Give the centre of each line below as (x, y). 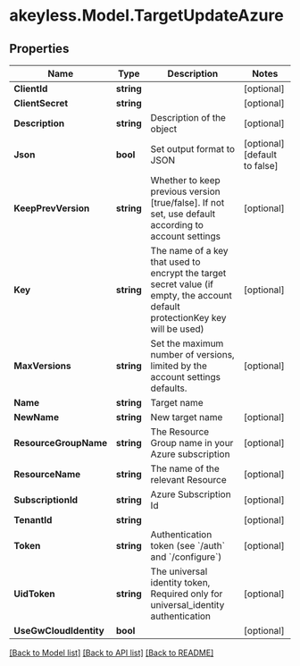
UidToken (34, 594)
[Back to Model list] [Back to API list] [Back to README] (112, 653)
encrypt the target (188, 273)
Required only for (187, 594)
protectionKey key (188, 318)
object (164, 129)
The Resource (180, 432)
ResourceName (47, 474)
